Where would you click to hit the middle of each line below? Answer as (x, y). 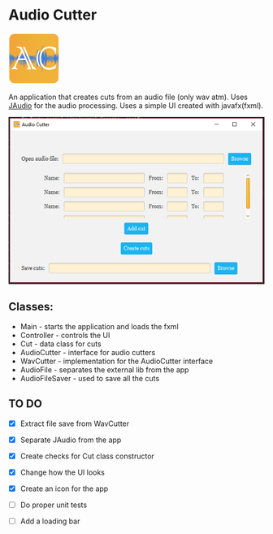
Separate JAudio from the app (71, 440)
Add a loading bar (50, 521)
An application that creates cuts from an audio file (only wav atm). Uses (128, 97)
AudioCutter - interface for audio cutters (88, 352)
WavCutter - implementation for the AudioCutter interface (117, 361)
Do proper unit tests (54, 505)
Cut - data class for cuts (61, 344)
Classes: (31, 307)
